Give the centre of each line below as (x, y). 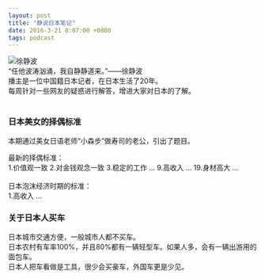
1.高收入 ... (25, 196)
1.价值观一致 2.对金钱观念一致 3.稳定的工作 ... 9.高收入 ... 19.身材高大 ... (123, 167)
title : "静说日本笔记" (42, 23)
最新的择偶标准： (36, 157)
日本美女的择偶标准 (45, 122)
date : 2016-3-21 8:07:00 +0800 (60, 30)
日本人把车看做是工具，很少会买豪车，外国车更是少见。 (98, 266)
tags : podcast (32, 38)
